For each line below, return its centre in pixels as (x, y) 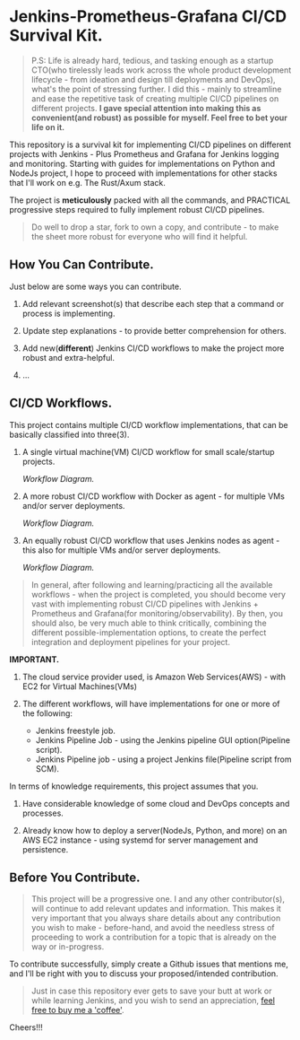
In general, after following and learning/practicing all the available (152, 584)
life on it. (48, 127)
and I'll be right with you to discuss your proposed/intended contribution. (144, 974)
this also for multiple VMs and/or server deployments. (121, 550)
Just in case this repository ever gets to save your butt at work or (151, 991)
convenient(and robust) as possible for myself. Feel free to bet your (159, 118)
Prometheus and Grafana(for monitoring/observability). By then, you (157, 613)
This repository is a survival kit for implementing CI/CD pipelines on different (150, 144)
